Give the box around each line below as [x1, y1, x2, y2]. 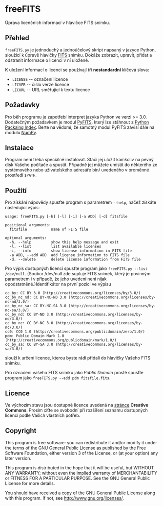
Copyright [5, 427, 37, 435]
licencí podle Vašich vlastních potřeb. [5, 412, 81, 418]
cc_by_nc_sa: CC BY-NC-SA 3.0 [5, 304, 67, 309]
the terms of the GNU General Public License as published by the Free [5, 445, 146, 451]
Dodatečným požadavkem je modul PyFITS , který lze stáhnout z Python [5, 119, 149, 125]
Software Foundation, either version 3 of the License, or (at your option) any [5, 450, 158, 456]
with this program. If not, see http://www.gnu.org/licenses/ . [5, 495, 124, 501]
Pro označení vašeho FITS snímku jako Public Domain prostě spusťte [5, 370, 144, 376]
